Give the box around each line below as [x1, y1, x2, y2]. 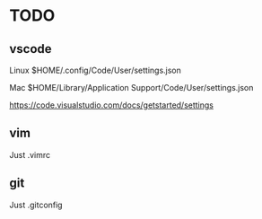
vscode [9, 41, 52, 57]
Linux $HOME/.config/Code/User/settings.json [9, 65, 182, 75]
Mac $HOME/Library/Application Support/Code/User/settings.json [9, 83, 254, 92]
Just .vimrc [9, 149, 51, 160]
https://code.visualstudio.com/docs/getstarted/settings [9, 100, 214, 110]
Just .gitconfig [9, 199, 63, 210]
